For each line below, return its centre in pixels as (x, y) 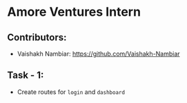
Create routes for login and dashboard (71, 92)
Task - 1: (26, 75)
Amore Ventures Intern (74, 12)
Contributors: (37, 37)
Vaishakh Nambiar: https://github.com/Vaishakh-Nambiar (99, 54)
